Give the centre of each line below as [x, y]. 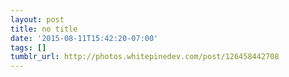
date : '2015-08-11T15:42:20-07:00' [84, 38]
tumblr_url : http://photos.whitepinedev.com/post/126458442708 [145, 57]
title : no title [44, 29]
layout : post [37, 19]
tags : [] [28, 47]
